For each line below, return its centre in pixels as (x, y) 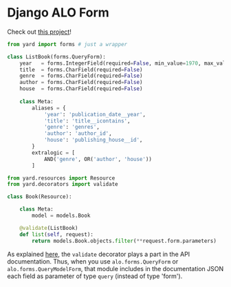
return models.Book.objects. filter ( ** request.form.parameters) (124, 241)
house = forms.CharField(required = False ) (81, 89)
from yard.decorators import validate (63, 184)
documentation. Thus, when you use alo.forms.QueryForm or (93, 261)
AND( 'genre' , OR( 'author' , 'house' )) (98, 159)
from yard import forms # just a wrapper (67, 44)
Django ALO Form (58, 13)
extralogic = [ (54, 153)
